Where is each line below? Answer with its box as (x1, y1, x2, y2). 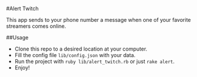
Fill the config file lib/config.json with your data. (14, 52, 136, 58)
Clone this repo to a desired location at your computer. (14, 45, 147, 52)
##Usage (6, 34, 29, 41)
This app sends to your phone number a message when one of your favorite (6, 16, 191, 23)
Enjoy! (14, 64, 30, 71)
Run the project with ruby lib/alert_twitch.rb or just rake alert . (14, 58, 175, 65)
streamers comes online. (6, 23, 67, 29)
